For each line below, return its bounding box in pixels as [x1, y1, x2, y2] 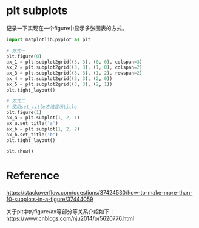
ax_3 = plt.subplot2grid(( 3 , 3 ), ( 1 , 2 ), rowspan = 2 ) [6, 70, 143, 76]
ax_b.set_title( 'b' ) [6, 132, 59, 138]
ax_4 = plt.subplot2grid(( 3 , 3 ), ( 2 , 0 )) [6, 76, 113, 82]
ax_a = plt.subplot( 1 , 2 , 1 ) [6, 115, 80, 121]
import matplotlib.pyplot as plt [6, 36, 91, 42]
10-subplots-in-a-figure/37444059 [6, 195, 93, 203]
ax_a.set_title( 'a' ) [6, 121, 59, 127]
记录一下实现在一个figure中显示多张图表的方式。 [6, 24, 127, 32]
